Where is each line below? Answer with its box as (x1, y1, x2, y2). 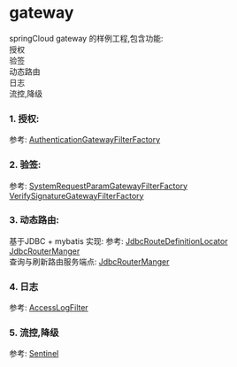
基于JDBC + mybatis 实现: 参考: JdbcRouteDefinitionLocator (9, 235, 228, 246)
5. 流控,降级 (9, 326, 59, 339)
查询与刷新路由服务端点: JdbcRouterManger (9, 256, 170, 267)
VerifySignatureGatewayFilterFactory (9, 190, 144, 201)
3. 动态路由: (9, 214, 59, 226)
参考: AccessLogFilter (9, 302, 88, 313)
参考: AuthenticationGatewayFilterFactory (9, 134, 161, 145)
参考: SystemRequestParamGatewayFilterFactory (9, 180, 188, 191)
